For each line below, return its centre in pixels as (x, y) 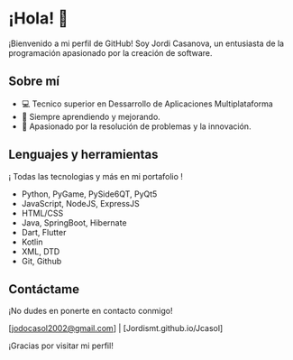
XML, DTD (41, 251)
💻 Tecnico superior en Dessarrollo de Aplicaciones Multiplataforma (147, 104)
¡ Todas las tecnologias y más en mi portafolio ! (96, 176)
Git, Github (41, 261)
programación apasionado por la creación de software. (110, 52)
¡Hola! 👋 (38, 18)
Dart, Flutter (44, 232)
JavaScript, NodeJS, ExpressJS (81, 203)
